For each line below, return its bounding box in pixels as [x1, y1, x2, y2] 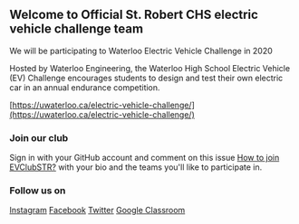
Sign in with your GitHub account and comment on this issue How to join [9, 153, 280, 163]
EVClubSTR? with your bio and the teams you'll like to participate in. [9, 162, 263, 173]
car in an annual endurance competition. [9, 81, 160, 93]
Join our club [9, 131, 69, 144]
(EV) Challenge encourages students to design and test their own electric [9, 72, 284, 83]
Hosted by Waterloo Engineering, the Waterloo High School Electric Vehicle [9, 62, 291, 73]
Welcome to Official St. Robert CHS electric [9, 7, 258, 23]
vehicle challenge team [9, 22, 143, 37]
